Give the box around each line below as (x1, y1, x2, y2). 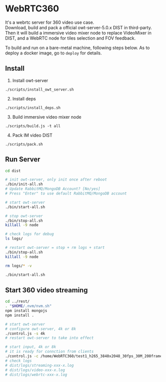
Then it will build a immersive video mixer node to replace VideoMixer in (5, 30, 152, 36)
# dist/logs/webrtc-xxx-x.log (5, 372, 68, 377)
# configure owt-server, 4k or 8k (5, 326, 77, 332)
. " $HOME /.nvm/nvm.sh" (5, 304, 52, 309)
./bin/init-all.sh (5, 182, 43, 187)
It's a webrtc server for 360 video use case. (5, 19, 94, 25)
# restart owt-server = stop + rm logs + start (5, 245, 105, 250)
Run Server (5, 155, 41, 164)
